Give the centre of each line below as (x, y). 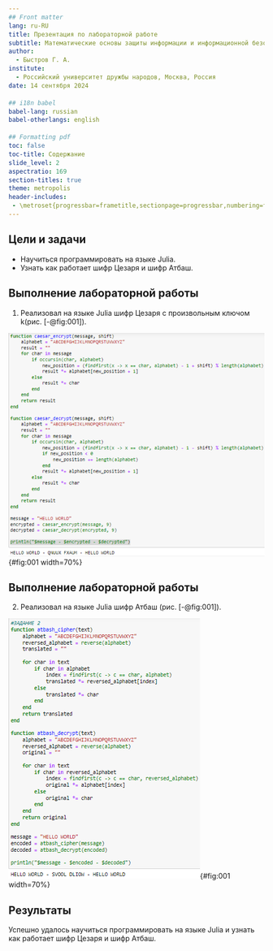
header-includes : (38, 197)
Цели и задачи (48, 240)
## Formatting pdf (39, 137)
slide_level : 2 (34, 162)
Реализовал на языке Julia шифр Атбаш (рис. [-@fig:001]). (121, 607)
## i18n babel (32, 103)
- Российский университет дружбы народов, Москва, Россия (116, 77)
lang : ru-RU (28, 26)
